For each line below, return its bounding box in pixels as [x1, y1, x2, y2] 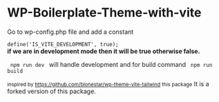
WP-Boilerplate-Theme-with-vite [7, 5, 202, 21]
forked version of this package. [7, 87, 97, 95]
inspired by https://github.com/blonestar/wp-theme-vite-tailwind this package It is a [7, 79, 209, 88]
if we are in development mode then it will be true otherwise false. [7, 47, 200, 55]
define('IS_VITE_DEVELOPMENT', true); [7, 41, 119, 48]
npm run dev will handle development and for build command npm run [10, 60, 213, 68]
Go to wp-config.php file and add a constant [7, 28, 134, 36]
